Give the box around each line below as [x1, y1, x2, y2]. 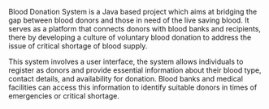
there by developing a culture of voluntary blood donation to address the [8, 32, 252, 42]
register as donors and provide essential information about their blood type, [8, 65, 262, 75]
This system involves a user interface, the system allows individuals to [8, 57, 244, 66]
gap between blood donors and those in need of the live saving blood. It [8, 15, 249, 25]
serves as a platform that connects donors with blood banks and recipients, [8, 24, 262, 33]
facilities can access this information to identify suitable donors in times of [8, 82, 258, 92]
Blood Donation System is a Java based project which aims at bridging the [8, 7, 258, 16]
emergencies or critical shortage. [8, 91, 120, 100]
